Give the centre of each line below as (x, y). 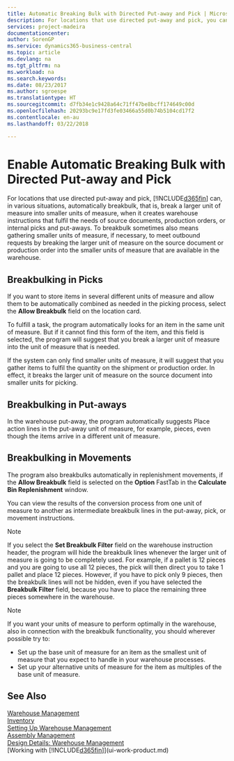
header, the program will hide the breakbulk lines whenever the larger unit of (117, 552)
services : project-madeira (46, 26)
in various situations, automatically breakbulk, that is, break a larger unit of (114, 206)
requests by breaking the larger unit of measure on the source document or (116, 243)
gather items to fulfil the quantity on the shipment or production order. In (111, 368)
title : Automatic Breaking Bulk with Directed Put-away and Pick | (107, 14)
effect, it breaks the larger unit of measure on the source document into (110, 375)
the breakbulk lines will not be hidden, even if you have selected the (104, 582)
